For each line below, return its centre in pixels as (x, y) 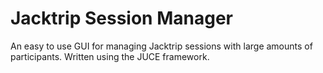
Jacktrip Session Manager (121, 18)
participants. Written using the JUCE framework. (110, 56)
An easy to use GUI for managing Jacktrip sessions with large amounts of (161, 46)
